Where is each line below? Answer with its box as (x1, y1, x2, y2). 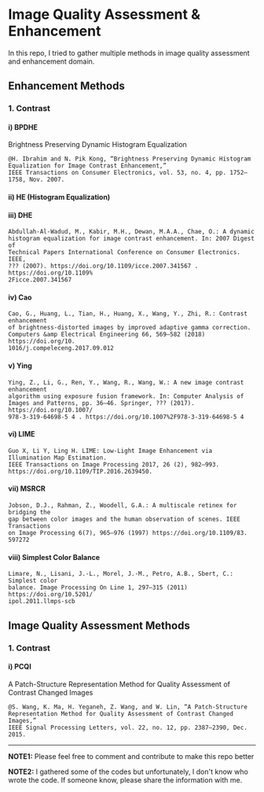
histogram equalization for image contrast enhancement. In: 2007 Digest (8, 234, 255, 243)
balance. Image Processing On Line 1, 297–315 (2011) (8, 584, 189, 591)
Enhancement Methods (8, 79, 126, 93)
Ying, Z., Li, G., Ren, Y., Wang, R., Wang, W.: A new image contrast (8, 378, 244, 386)
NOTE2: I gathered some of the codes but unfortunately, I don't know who (8, 767, 249, 776)
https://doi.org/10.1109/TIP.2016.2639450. (8, 467, 153, 475)
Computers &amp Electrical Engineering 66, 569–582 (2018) (8, 330, 206, 339)
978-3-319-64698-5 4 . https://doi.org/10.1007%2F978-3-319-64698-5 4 (8, 413, 244, 421)
